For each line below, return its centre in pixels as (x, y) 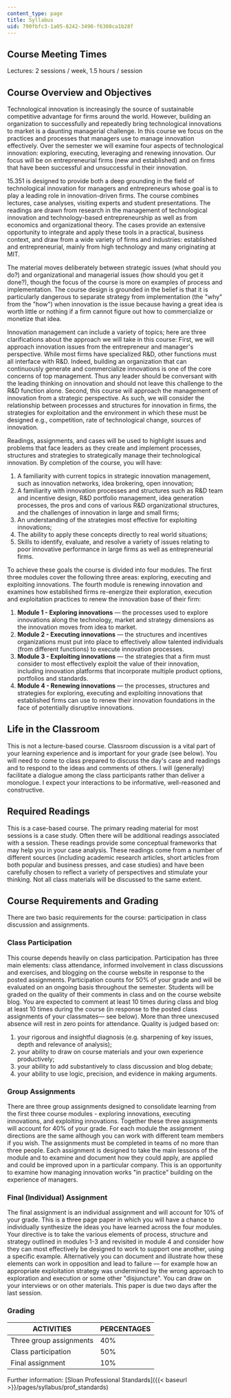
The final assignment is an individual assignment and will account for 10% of (115, 1213)
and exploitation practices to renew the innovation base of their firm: (104, 599)
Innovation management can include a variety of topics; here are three (107, 332)
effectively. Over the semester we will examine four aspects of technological (115, 146)
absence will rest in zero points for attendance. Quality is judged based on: (113, 1023)
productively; (36, 1059)
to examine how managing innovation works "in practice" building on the (110, 1173)
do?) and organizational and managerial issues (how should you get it (106, 275)
